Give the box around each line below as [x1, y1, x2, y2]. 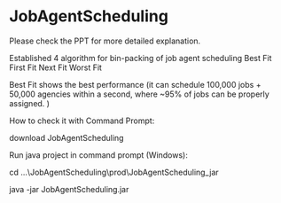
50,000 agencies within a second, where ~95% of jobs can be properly [9, 89, 270, 99]
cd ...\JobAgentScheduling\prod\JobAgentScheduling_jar [9, 167, 219, 177]
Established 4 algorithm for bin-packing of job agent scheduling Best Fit [9, 52, 272, 63]
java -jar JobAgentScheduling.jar [9, 183, 129, 194]
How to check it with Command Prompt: [9, 115, 155, 126]
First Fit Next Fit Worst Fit [9, 62, 102, 73]
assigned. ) [9, 98, 51, 108]
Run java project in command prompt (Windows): [9, 149, 188, 160]
